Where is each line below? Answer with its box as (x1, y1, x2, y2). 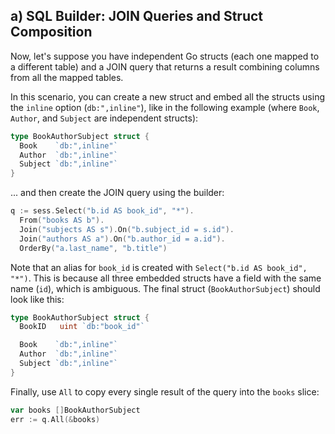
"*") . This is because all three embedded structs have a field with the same (10, 272, 322, 284)
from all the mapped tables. (10, 71, 124, 83)
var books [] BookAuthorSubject (10, 405, 141, 415)
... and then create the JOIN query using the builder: (10, 187, 225, 199)
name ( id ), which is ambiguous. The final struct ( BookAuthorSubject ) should (10, 282, 321, 294)
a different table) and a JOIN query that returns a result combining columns (10, 60, 320, 73)
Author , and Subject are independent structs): (10, 112, 199, 124)
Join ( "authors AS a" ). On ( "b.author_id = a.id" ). (19, 234, 226, 244)
